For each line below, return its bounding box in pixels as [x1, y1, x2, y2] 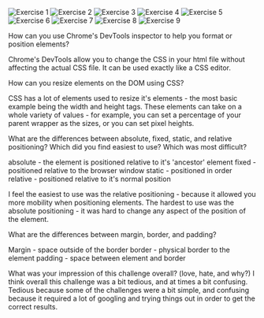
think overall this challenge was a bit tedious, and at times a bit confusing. [8, 277, 248, 287]
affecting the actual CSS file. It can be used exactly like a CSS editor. [8, 63, 231, 72]
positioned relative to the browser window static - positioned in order [8, 166, 232, 175]
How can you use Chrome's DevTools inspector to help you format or [8, 31, 232, 40]
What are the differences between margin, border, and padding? [8, 230, 217, 239]
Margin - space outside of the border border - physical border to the [8, 245, 230, 254]
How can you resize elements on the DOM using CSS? [8, 79, 184, 87]
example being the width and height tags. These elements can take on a [8, 102, 243, 111]
